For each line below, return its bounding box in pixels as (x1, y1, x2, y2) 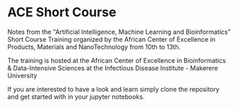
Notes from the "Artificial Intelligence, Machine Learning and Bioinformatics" (7, 28, 231, 36)
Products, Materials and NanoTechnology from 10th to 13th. (7, 42, 181, 51)
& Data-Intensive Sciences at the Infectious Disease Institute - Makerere (7, 64, 218, 72)
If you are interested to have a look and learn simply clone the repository (7, 85, 220, 93)
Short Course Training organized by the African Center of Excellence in (7, 35, 216, 43)
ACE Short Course (7, 4, 117, 20)
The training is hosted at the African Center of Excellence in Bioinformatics (7, 56, 226, 64)
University (7, 71, 38, 80)
